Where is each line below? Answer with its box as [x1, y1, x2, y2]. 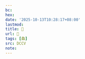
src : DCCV [5, 41, 26, 46]
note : [5, 46, 17, 51]
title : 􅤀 [5, 27, 24, 32]
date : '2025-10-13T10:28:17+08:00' [5, 17, 81, 22]
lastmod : [5, 22, 24, 27]
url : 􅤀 [5, 31, 19, 36]
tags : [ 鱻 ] [5, 36, 28, 42]
